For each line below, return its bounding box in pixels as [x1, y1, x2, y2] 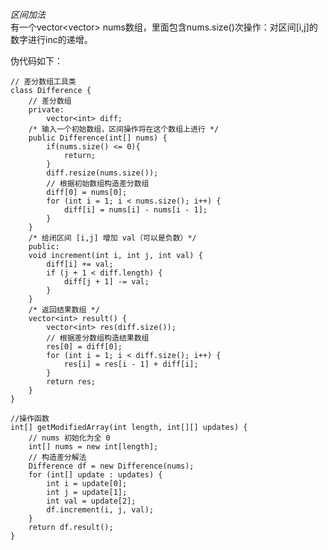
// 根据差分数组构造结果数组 [46, 333, 150, 343]
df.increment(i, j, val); [46, 505, 155, 515]
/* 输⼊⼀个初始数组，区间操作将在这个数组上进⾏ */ [28, 124, 220, 134]
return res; [46, 377, 97, 387]
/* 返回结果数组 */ [28, 305, 100, 315]
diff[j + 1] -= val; [63, 277, 150, 287]
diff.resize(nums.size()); [46, 168, 159, 178]
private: [28, 105, 65, 115]
